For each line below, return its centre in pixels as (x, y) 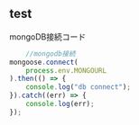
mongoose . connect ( (44, 62)
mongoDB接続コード (48, 36)
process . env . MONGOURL (66, 70)
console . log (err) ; (60, 104)
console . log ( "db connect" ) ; (78, 87)
